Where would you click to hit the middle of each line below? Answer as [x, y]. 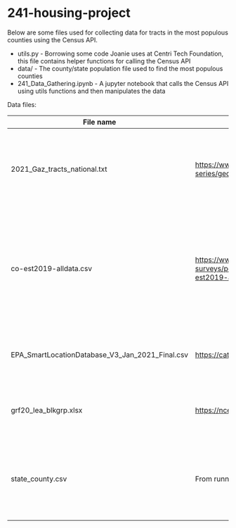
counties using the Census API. [53, 39]
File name [100, 122]
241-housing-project [69, 13]
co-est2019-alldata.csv [52, 268]
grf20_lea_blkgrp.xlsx [47, 410]
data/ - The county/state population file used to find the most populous [120, 68]
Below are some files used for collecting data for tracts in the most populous [118, 32]
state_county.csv [39, 479]
